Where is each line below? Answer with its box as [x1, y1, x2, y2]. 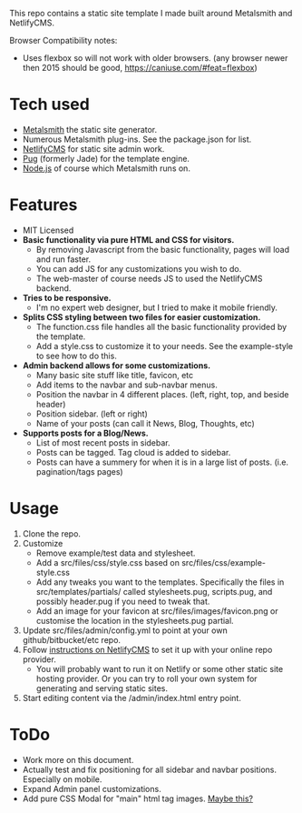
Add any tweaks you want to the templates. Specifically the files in [35, 577, 285, 587]
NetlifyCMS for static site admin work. [22, 143, 165, 154]
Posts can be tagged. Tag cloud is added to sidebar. [35, 447, 231, 457]
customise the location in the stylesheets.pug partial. [35, 615, 234, 626]
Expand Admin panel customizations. [22, 783, 161, 794]
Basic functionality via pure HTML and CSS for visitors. [22, 234, 235, 245]
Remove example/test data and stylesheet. [35, 547, 196, 558]
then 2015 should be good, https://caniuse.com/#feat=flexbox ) [22, 63, 258, 73]
